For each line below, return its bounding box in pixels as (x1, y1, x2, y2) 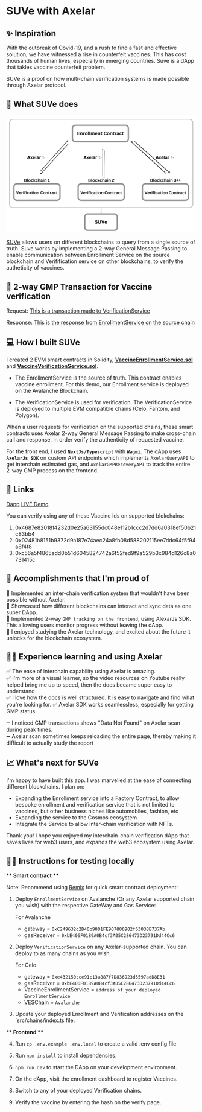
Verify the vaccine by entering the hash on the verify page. (14, 1099, 162, 1106)
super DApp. (6, 608, 38, 616)
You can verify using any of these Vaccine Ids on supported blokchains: (6, 512, 185, 519)
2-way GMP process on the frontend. (6, 467, 99, 474)
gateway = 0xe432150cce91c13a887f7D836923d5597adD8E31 (24, 973, 166, 980)
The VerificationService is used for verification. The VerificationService (14, 399, 192, 405)
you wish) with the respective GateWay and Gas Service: (14, 902, 156, 909)
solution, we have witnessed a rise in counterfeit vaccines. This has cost (6, 51, 186, 58)
